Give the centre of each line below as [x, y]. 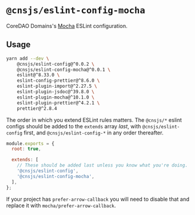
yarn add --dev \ [28, 59]
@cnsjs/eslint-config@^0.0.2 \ [56, 64]
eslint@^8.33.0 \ [38, 75]
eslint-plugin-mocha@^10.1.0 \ [56, 97]
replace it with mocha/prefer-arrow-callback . [61, 205]
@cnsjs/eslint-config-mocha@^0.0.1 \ [64, 70]
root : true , [27, 149]
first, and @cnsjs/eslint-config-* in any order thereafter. [94, 133]
